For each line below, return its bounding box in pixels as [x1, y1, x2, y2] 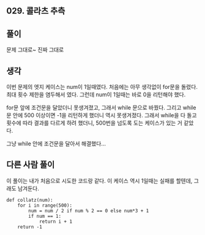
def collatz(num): [6, 197, 53, 203]
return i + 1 [39, 218, 72, 225]
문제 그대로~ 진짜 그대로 [6, 46, 64, 53]
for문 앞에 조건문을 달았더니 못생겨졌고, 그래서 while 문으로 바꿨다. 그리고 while [6, 104, 196, 112]
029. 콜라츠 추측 [6, 6, 65, 17]
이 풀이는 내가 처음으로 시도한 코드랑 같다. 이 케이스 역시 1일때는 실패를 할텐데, [6, 177, 193, 184]
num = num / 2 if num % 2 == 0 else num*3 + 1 [28, 207, 149, 214]
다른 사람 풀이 [6, 160, 55, 170]
